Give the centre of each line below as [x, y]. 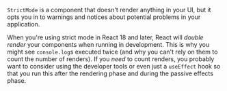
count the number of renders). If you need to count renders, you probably [111, 59]
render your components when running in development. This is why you [108, 44]
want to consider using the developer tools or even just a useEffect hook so [114, 66]
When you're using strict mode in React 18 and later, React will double [105, 37]
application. [24, 24]
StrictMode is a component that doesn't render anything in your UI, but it [109, 10]
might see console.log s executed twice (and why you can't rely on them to [112, 52]
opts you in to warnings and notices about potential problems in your [104, 17]
